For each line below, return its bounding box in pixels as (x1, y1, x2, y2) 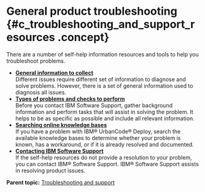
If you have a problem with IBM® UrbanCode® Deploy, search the (15, 128, 181, 135)
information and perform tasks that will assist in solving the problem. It (15, 108, 193, 115)
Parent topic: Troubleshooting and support (6, 179, 115, 186)
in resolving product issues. (15, 167, 86, 174)
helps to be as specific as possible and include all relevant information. (15, 115, 195, 122)
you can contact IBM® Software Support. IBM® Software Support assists (15, 160, 199, 167)
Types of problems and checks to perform (15, 95, 125, 102)
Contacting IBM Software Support (15, 147, 104, 155)
